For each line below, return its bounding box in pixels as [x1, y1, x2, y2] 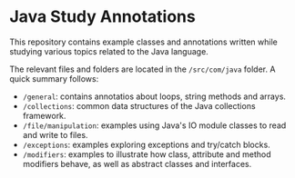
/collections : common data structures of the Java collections [22, 100, 257, 111]
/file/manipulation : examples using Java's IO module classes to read [22, 120, 287, 131]
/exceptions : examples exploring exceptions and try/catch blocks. [22, 139, 270, 150]
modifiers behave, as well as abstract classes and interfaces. [22, 158, 252, 169]
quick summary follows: [9, 73, 99, 84]
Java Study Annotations [9, 6, 196, 27]
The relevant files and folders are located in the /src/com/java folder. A [9, 64, 276, 74]
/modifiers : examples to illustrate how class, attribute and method [22, 148, 271, 160]
